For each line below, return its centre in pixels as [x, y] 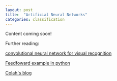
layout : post [19, 10]
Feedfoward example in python [38, 63]
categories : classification [35, 19]
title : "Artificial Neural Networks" [46, 15]
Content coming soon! [28, 34]
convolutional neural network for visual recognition [58, 53]
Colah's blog [19, 73]
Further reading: [22, 44]
